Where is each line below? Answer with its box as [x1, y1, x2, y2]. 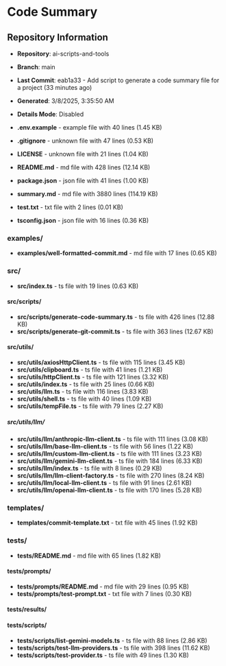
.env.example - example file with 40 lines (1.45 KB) [16, 123, 162, 131]
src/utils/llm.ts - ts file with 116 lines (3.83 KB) [16, 388, 149, 395]
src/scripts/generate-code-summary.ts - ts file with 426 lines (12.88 [16, 313, 215, 321]
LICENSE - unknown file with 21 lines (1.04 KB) [16, 150, 149, 158]
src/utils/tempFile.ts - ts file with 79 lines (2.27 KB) [16, 402, 164, 410]
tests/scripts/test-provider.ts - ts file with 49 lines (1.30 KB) [16, 651, 190, 659]
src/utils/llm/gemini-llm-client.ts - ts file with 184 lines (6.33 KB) [16, 457, 203, 465]
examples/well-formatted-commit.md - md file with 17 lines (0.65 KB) [16, 249, 217, 257]
